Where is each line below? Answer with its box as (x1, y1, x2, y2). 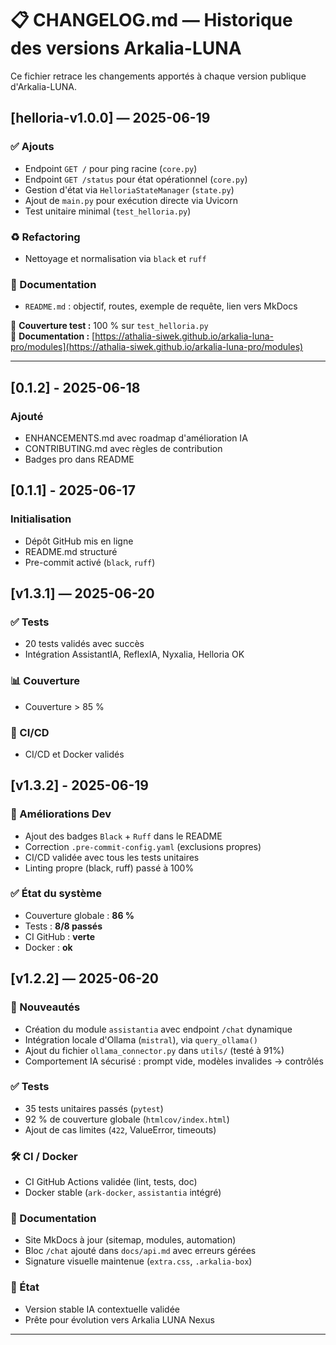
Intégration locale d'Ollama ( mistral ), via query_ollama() (24, 1033, 258, 1046)
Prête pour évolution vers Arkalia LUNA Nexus (24, 1313, 215, 1326)
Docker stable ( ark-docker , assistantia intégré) (24, 1187, 222, 1199)
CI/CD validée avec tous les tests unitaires (24, 851, 200, 863)
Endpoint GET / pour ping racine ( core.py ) (24, 162, 198, 174)
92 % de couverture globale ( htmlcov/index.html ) (24, 1113, 230, 1125)
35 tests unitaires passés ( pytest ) (24, 1102, 164, 1114)
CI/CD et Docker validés (24, 748, 125, 760)
